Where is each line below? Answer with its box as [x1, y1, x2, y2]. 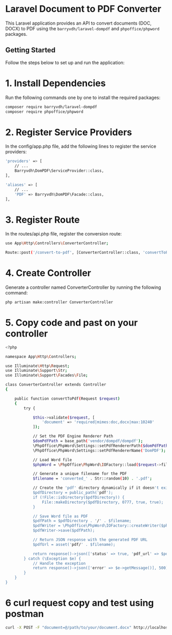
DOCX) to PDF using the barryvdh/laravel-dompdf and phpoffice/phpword [5, 25, 160, 31]
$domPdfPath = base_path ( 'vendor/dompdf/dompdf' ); [32, 439, 143, 444]
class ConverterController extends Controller [5, 382, 106, 387]
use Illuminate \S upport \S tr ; [5, 368, 68, 373]
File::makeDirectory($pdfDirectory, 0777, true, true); [41, 500, 164, 505]
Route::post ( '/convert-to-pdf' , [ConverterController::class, [5, 250, 141, 255]
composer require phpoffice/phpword [5, 109, 83, 114]
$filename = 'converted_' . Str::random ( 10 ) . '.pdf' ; [32, 476, 153, 481]
